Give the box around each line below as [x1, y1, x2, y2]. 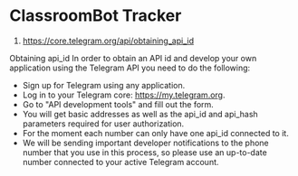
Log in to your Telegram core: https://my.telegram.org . [22, 89, 226, 100]
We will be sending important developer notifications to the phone [22, 137, 269, 148]
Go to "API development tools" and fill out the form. [22, 98, 215, 109]
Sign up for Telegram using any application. [22, 79, 186, 90]
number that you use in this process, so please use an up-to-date [22, 146, 267, 158]
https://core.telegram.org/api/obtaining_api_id [22, 35, 195, 46]
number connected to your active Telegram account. [22, 156, 219, 167]
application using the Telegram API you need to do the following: [9, 62, 251, 73]
